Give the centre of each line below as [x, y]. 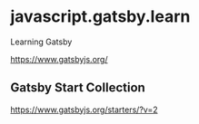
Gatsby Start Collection [78, 88]
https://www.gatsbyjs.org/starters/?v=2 [84, 110]
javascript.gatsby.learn [100, 17]
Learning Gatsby [41, 42]
